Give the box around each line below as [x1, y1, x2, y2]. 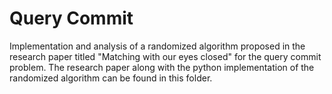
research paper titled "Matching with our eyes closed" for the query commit [9, 50, 322, 62]
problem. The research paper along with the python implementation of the [9, 61, 315, 73]
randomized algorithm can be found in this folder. [9, 72, 213, 84]
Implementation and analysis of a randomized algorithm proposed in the [9, 40, 306, 52]
